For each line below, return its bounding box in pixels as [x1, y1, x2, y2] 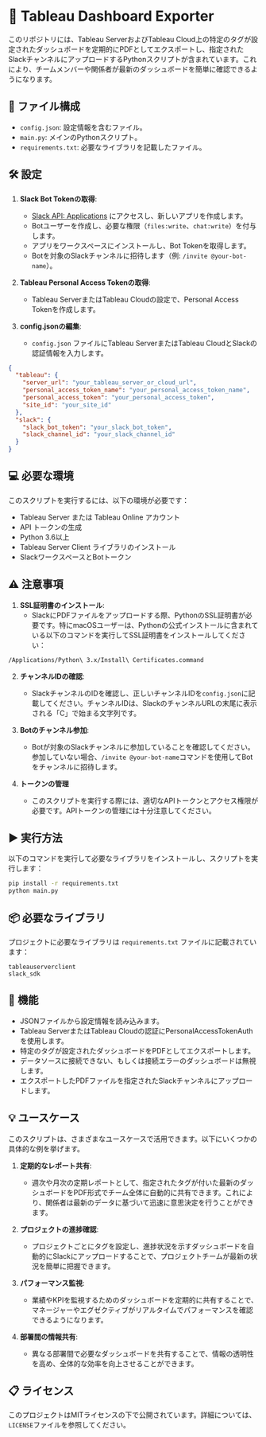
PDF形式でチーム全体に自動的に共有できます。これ [73, 1187, 240, 1197]
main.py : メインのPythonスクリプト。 [19, 132, 142, 142]
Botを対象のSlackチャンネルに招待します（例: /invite [31, 251, 208, 260]
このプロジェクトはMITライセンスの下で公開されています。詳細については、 [8, 1410, 256, 1419]
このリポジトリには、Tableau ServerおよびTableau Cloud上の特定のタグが [8, 34, 252, 44]
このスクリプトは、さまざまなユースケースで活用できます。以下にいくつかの [8, 1134, 258, 1143]
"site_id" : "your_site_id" [22, 401, 112, 409]
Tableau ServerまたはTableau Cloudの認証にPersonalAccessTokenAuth [19, 1026, 253, 1035]
